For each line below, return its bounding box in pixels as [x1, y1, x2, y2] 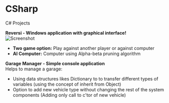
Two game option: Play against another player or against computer [12, 45, 155, 51]
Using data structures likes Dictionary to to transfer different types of [12, 75, 159, 82]
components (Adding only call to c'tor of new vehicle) [12, 92, 126, 98]
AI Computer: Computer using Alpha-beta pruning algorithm [12, 50, 141, 57]
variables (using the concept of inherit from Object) [12, 81, 121, 87]
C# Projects [5, 20, 30, 26]
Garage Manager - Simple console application [5, 60, 105, 66]
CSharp [5, 3, 38, 15]
